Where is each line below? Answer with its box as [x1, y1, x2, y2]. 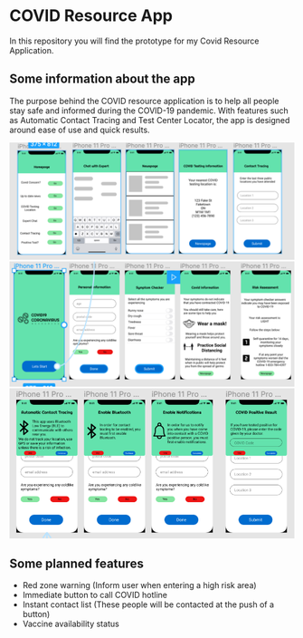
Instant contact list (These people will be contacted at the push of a [22, 599, 274, 610]
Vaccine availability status [22, 618, 119, 630]
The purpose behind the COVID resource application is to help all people [9, 95, 279, 106]
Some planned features [9, 556, 145, 571]
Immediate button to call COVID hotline [22, 590, 167, 601]
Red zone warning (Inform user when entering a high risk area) [22, 580, 257, 591]
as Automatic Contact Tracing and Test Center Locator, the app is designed [9, 114, 290, 125]
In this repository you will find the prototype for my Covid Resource [9, 35, 260, 46]
